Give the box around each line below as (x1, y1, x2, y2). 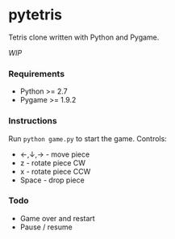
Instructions (8, 115, 58, 127)
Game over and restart (19, 213, 95, 223)
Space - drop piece (19, 175, 85, 185)
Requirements (8, 68, 65, 79)
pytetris (8, 6, 63, 24)
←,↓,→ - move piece (19, 149, 90, 159)
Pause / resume (19, 222, 73, 232)
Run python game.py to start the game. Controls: (8, 133, 167, 143)
